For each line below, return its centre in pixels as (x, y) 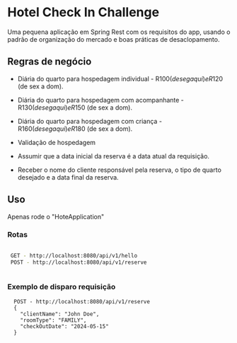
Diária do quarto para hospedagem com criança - (90, 121)
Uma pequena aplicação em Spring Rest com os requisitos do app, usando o (119, 32)
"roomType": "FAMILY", (53, 320)
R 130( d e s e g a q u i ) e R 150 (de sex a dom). (75, 107)
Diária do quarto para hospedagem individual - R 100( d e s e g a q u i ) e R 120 (120, 79)
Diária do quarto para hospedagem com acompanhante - (100, 100)
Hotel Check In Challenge (83, 12)
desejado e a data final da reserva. (68, 177)
